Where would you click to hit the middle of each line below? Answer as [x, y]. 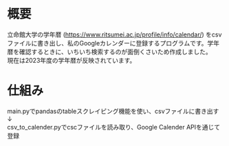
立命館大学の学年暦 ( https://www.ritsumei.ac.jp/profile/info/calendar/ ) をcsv [115, 34]
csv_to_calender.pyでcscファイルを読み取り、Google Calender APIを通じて [114, 127]
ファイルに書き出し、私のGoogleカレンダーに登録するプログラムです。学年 [113, 43]
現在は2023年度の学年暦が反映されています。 [72, 60]
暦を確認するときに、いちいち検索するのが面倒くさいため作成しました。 [109, 52]
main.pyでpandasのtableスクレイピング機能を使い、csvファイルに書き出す [113, 111]
